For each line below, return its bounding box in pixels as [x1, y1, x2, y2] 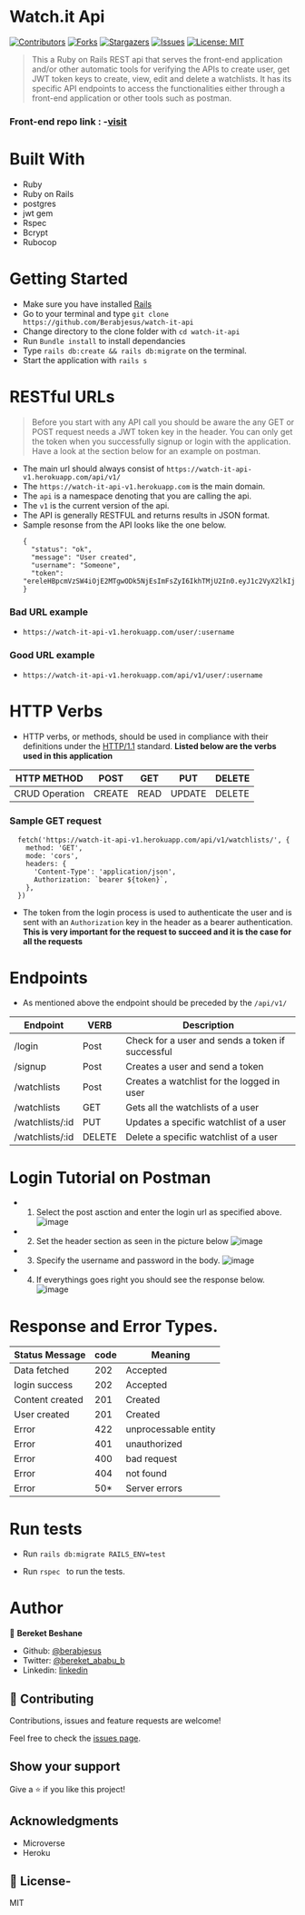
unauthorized [125, 1437, 183, 1450]
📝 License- [9, 1873, 72, 1890]
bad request [125, 1453, 178, 1466]
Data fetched [14, 1364, 70, 1377]
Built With [9, 149, 85, 170]
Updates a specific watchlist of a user [125, 1116, 287, 1129]
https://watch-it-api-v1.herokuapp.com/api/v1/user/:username [22, 671, 263, 680]
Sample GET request [9, 814, 102, 827]
